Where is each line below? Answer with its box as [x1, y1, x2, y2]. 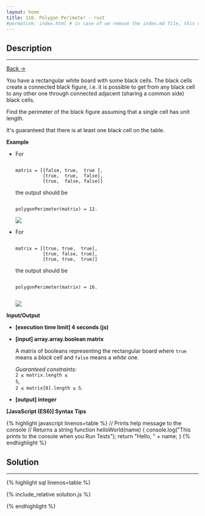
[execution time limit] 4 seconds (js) [15, 324, 109, 331]
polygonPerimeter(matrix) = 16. [15, 284, 98, 291]
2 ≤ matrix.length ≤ [15, 372, 68, 378]
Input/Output [6, 312, 41, 319]
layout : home [6, 9, 40, 15]
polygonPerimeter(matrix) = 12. [15, 206, 98, 212]
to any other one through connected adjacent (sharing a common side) [6, 90, 185, 97]
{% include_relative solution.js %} [6, 491, 92, 498]
